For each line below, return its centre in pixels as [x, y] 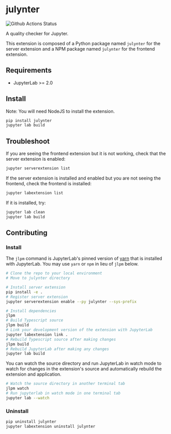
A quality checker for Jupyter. [37, 33]
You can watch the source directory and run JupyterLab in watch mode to [84, 363]
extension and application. [34, 374]
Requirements [29, 70]
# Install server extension [36, 288]
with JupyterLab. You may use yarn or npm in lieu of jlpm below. [72, 264]
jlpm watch [17, 388]
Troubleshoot [28, 141]
